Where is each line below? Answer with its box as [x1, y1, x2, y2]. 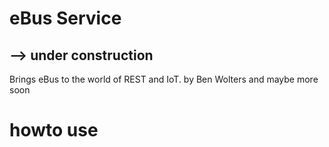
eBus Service [9, 7, 122, 30]
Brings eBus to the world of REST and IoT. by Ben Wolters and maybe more [9, 73, 319, 85]
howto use [9, 119, 99, 142]
